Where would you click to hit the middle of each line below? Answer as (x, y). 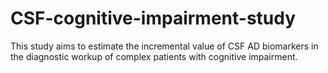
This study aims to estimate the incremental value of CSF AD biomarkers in (164, 46)
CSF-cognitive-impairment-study (153, 18)
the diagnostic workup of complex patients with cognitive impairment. (154, 56)
